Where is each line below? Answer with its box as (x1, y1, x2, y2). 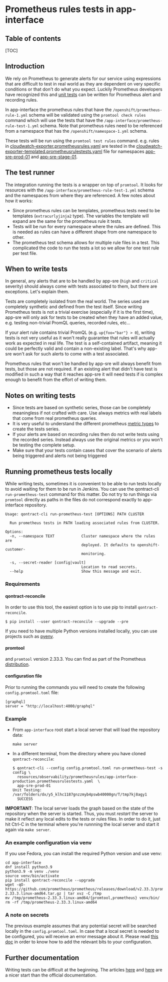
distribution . (5, 661, 30, 667)
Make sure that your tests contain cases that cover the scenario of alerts (12, 448, 162, 454)
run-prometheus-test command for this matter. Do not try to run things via (5, 491, 157, 497)
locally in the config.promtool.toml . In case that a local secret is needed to (5, 928, 159, 934)
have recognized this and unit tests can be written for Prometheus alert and (5, 92, 161, 98)
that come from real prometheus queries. (12, 415, 97, 421)
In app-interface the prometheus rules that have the (5, 107, 112, 113)
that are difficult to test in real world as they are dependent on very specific (5, 80, 160, 86)
